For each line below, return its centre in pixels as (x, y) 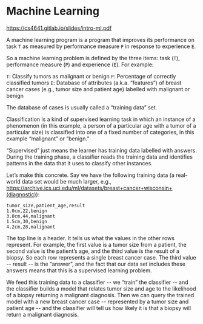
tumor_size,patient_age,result (46, 205)
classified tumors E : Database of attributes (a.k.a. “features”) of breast (94, 83)
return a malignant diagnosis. (43, 314)
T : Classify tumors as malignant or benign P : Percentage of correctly (91, 76)
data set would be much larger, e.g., (67, 181)
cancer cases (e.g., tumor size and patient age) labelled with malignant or (98, 89)
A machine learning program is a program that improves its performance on (101, 40)
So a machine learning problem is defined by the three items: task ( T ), (93, 58)
